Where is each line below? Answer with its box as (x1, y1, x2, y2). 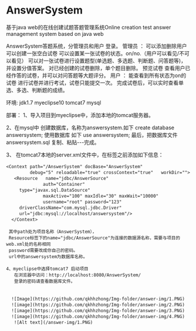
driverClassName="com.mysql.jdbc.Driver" (19, 205, 122, 210)
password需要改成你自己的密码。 (8, 248, 78, 253)
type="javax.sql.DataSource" (19, 187, 91, 193)
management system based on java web (6, 30, 104, 37)
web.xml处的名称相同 (6, 241, 51, 247)
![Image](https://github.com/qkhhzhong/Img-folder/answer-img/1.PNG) (11, 296, 185, 302)
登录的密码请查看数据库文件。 (13, 278, 75, 284)
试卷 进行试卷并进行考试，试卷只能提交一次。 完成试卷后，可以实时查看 (6, 79, 179, 86)
